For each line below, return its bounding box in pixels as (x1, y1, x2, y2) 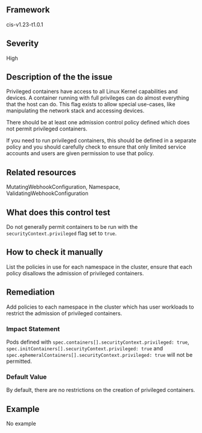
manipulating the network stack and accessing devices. (6, 107, 145, 114)
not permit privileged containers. (6, 125, 87, 132)
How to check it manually (6, 247, 104, 257)
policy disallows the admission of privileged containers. (6, 269, 144, 277)
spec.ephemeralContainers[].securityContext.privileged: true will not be (6, 351, 193, 358)
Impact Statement (6, 324, 60, 333)
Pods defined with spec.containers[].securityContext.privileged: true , (6, 338, 190, 345)
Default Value (6, 373, 47, 381)
